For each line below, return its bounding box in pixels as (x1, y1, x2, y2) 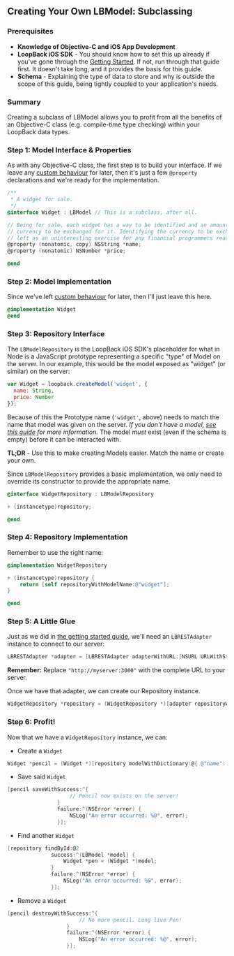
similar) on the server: (7, 367, 70, 376)
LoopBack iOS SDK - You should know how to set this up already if (17, 50, 210, 58)
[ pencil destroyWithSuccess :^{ (7, 910, 98, 917)
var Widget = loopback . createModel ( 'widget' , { (7, 381, 148, 388)
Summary (7, 97, 42, 107)
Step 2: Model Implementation (7, 276, 111, 286)
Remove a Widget (17, 896, 67, 904)
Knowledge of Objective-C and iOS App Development (17, 42, 175, 51)
